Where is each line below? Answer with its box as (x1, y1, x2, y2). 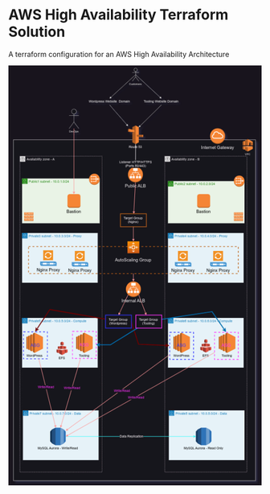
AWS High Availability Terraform (8, 6, 229, 24)
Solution (8, 23, 66, 41)
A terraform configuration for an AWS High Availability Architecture (8, 49, 230, 59)
